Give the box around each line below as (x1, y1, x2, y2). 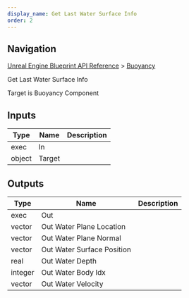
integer (11, 267, 35, 277)
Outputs (7, 178, 44, 190)
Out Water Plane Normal (41, 233, 121, 243)
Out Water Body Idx (41, 267, 106, 277)
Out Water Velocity (41, 279, 104, 289)
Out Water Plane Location (41, 221, 126, 231)
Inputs (7, 109, 37, 121)
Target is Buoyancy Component (7, 89, 99, 97)
